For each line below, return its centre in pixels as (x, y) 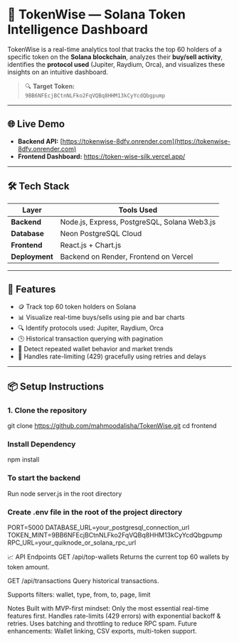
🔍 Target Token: (50, 86)
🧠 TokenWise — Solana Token (97, 15)
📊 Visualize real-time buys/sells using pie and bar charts (101, 317)
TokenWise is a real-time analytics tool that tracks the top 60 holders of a (115, 49)
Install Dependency (42, 444)
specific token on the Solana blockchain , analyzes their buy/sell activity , (115, 57)
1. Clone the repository (47, 410)
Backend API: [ (40, 141)
